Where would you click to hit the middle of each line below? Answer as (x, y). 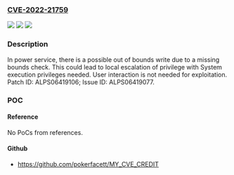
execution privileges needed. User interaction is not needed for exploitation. (117, 74)
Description (28, 44)
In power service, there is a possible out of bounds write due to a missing (113, 59)
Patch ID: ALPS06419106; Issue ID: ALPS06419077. (81, 82)
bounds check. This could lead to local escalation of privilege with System (115, 67)
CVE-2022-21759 (38, 10)
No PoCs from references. (45, 132)
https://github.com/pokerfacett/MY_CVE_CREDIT (88, 164)
